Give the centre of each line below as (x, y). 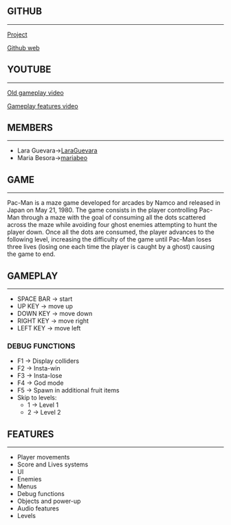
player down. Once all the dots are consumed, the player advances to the (111, 232)
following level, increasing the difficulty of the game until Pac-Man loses (109, 239)
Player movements (43, 457)
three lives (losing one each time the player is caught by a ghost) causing (111, 247)
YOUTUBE (29, 69)
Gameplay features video (43, 106)
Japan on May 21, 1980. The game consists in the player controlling (102, 210)
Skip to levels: (37, 398)
